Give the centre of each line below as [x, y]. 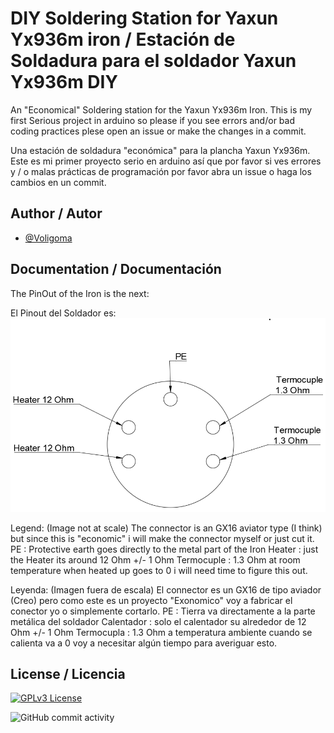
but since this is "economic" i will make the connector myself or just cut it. [162, 538]
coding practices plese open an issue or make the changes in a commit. [158, 131]
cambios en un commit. [58, 182]
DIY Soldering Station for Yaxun [144, 18]
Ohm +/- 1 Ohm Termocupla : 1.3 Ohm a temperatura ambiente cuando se [161, 632]
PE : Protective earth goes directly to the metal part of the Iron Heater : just [164, 549]
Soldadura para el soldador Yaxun [153, 61]
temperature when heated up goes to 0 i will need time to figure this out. [159, 570]
